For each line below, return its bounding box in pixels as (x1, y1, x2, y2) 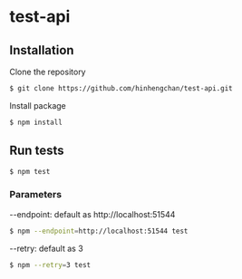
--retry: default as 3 (9, 243, 83, 254)
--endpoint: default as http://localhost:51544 (9, 208, 176, 219)
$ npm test (9, 167, 51, 176)
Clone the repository (9, 66, 86, 77)
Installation (9, 43, 74, 58)
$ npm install (9, 118, 63, 127)
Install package (9, 100, 66, 111)
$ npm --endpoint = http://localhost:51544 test (9, 226, 189, 236)
